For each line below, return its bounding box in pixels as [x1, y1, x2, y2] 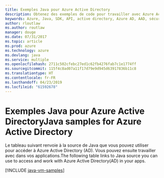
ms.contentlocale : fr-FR [5, 75, 56, 80]
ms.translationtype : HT [5, 71, 54, 76]
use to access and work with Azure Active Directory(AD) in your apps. [5, 158, 146, 164]
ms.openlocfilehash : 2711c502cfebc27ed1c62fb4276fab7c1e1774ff [5, 62, 137, 67]
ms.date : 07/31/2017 [5, 35, 47, 40]
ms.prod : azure [5, 44, 36, 48]
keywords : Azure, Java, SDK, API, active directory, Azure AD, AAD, [5, 16, 147, 21]
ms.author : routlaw [5, 25, 45, 30]
